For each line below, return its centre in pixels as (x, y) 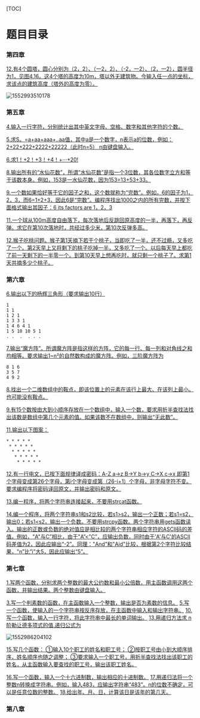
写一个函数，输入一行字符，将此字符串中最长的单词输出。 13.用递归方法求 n (99, 618)
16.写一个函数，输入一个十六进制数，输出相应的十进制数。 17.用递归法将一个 (99, 677)
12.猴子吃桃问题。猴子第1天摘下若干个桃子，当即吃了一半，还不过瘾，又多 (97, 240)
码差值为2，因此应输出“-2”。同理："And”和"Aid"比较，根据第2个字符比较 (96, 544)
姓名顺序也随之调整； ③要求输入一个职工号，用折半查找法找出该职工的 (104, 657)
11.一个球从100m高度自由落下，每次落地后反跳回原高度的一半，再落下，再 (97, 220)
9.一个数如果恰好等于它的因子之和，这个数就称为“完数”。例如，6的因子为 (96, 192)
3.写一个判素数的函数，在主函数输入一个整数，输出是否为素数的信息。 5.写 (98, 603)
